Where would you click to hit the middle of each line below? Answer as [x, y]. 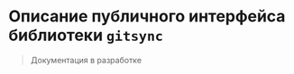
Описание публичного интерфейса [147, 16]
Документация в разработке [86, 60]
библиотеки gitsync [86, 35]
